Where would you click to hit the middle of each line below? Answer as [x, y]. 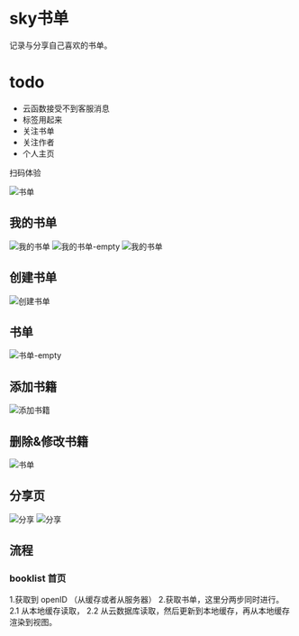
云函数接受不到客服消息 [66, 108]
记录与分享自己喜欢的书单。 [61, 45]
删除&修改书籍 [49, 442]
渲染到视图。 [33, 622]
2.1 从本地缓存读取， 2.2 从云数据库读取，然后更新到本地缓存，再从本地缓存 [149, 611]
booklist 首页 [38, 578]
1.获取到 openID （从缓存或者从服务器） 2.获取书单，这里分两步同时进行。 [147, 600]
